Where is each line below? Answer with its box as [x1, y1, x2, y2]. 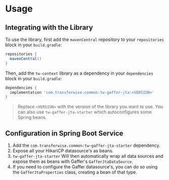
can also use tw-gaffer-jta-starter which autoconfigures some [17, 109, 152, 115]
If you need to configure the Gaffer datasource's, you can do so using [12, 164, 158, 170]
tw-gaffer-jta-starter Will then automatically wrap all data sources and [12, 153, 163, 159]
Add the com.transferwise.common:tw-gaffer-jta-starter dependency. [12, 142, 160, 149]
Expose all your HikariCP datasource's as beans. [12, 148, 114, 154]
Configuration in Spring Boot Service [5, 129, 124, 138]
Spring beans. [17, 114, 47, 121]
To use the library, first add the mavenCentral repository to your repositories [5, 36, 164, 42]
